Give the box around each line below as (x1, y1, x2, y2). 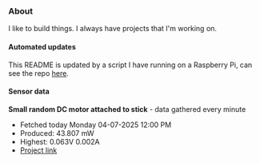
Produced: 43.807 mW (19, 128, 94, 137)
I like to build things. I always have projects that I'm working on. (8, 24, 218, 34)
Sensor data (8, 86, 50, 97)
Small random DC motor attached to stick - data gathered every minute (8, 104, 246, 113)
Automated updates (8, 42, 76, 51)
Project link (19, 145, 58, 155)
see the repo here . (8, 68, 70, 78)
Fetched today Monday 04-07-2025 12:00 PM (19, 120, 172, 129)
